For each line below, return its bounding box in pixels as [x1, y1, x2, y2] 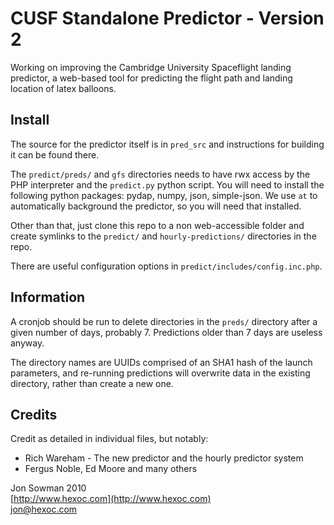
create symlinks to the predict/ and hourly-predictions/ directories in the [10, 230, 317, 242]
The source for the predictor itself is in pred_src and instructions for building [10, 138, 325, 150]
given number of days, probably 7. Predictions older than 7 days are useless [10, 326, 323, 338]
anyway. [10, 337, 45, 349]
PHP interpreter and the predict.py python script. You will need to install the [10, 178, 325, 191]
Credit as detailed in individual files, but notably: [10, 433, 209, 445]
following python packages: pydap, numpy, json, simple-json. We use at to [10, 189, 318, 201]
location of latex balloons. [10, 82, 117, 94]
